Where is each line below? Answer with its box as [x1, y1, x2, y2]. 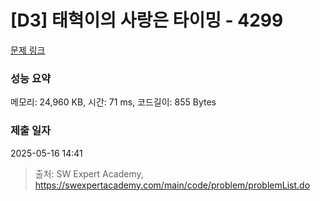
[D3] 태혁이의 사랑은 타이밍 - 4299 [10, 9, 284, 32]
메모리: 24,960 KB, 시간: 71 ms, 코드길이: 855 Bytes [10, 96, 217, 108]
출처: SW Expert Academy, [34, 167, 144, 180]
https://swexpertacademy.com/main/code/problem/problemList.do [34, 179, 311, 191]
